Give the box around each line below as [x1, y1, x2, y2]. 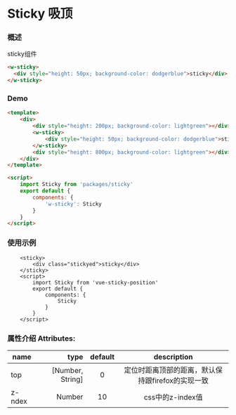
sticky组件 [7, 50, 37, 58]
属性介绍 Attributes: [7, 334, 76, 343]
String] [60, 374, 84, 384]
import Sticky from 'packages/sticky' [20, 181, 133, 188]
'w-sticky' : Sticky [44, 200, 102, 207]
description [153, 352, 193, 362]
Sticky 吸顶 [7, 6, 73, 22]
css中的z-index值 [143, 392, 203, 402]
